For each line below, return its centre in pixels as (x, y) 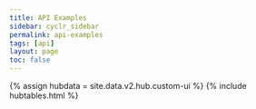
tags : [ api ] (32, 43)
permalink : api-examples (56, 35)
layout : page (34, 52)
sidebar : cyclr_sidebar (54, 26)
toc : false (30, 60)
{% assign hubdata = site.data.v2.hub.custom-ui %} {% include (128, 86)
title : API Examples (49, 18)
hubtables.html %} (44, 95)
